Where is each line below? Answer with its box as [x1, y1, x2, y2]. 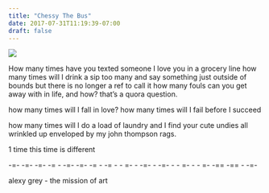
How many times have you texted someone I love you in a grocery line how [8, 64, 257, 73]
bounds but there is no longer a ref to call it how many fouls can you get [8, 81, 247, 91]
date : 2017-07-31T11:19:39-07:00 [8, 19, 121, 27]
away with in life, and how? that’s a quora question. [8, 89, 178, 99]
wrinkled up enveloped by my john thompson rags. [8, 129, 177, 139]
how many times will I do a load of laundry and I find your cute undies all [8, 121, 248, 130]
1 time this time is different [8, 145, 96, 154]
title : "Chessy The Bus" [8, 11, 92, 20]
